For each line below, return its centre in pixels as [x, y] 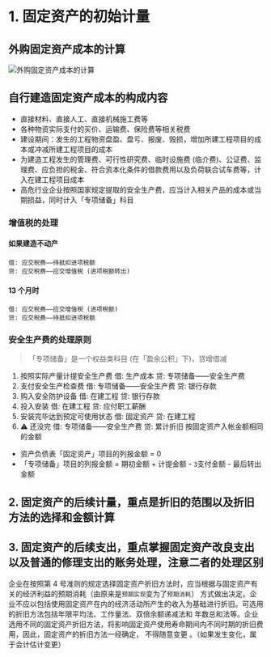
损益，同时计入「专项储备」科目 [80, 200]
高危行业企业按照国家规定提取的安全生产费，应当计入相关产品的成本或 [137, 189]
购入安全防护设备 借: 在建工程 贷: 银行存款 [90, 396]
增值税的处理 [34, 223]
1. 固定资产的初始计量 [79, 17]
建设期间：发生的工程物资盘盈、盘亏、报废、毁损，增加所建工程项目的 [137, 139]
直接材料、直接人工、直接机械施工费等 [84, 119]
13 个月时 [24, 290]
